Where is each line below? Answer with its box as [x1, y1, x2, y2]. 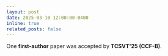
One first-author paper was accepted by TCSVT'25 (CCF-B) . [6, 43, 162, 50]
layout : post [6, 9, 40, 15]
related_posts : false [6, 26, 62, 32]
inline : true [6, 20, 40, 26]
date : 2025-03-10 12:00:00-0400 [6, 15, 89, 21]
